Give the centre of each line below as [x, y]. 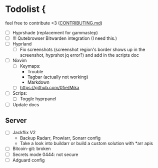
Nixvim [19, 60]
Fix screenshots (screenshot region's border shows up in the [82, 50]
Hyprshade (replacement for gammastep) [55, 32]
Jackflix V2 [24, 133]
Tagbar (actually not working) [58, 77]
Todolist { [25, 9]
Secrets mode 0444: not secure [45, 154]
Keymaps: [30, 66]
